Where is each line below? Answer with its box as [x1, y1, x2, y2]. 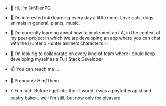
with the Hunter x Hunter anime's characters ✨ [10, 40, 108, 46]
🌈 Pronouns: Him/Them [10, 78, 59, 83]
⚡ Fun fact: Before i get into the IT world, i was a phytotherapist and [10, 88, 151, 93]
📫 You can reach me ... [10, 66, 59, 72]
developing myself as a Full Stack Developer [10, 56, 103, 62]
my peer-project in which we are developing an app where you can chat [10, 35, 161, 41]
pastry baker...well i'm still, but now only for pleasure [10, 95, 121, 101]
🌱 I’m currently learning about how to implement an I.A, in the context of [10, 30, 161, 35]
